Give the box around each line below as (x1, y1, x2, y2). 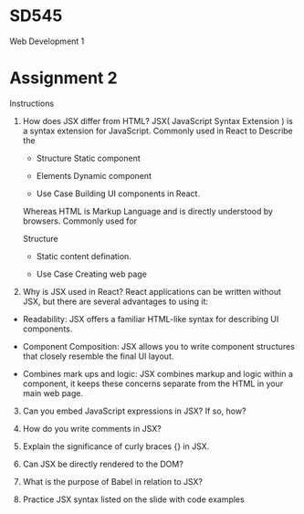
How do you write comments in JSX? (22, 423, 162, 434)
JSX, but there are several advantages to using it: (22, 296, 208, 307)
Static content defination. (36, 250, 132, 261)
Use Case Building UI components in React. (36, 188, 201, 199)
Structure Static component (36, 152, 142, 163)
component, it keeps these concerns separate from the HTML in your (22, 378, 284, 389)
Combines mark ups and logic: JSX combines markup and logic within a (22, 368, 294, 379)
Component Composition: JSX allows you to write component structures (22, 341, 295, 351)
